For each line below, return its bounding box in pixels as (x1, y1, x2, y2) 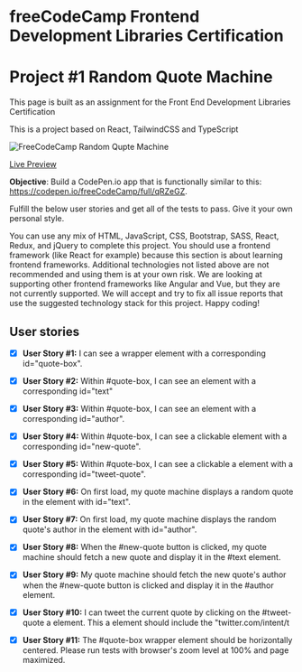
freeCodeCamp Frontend (9, 6, 200, 27)
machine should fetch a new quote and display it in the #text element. (22, 552, 281, 563)
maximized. (22, 654, 66, 665)
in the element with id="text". (22, 497, 131, 508)
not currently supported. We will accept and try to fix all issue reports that (9, 288, 284, 299)
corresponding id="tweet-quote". (22, 469, 147, 480)
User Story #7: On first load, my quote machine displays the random (22, 514, 277, 525)
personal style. (9, 213, 65, 224)
